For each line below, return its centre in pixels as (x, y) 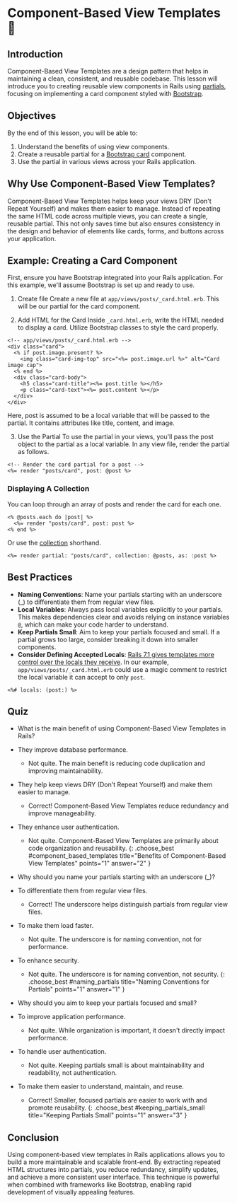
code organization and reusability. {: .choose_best (101, 848)
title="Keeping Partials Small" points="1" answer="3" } (108, 1115)
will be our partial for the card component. (79, 306)
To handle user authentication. (62, 1052)
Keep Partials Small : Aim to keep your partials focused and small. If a (119, 632)
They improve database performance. (73, 750)
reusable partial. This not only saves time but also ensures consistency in (114, 223)
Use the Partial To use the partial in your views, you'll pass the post (115, 437)
